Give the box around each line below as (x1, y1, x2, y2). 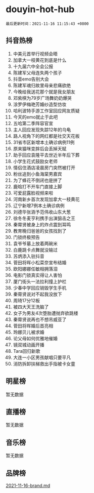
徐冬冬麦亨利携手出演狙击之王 (13, 215, 75, 221)
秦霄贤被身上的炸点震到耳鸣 (13, 221, 71, 227)
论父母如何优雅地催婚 (13, 335, 58, 341)
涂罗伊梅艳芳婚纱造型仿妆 (13, 101, 67, 107)
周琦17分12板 (13, 297, 40, 303)
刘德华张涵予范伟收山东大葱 (13, 209, 71, 215)
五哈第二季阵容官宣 (13, 120, 54, 126)
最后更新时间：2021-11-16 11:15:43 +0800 (6, 21, 89, 26)
